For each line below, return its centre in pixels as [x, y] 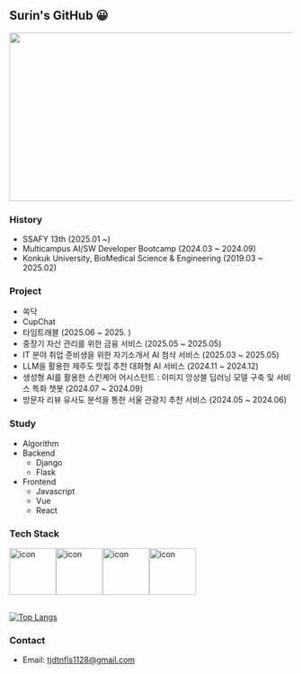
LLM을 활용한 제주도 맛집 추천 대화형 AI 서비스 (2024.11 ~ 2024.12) [140, 366]
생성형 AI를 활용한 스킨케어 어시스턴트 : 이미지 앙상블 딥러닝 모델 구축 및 [148, 377]
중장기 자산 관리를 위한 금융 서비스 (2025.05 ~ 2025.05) [122, 344]
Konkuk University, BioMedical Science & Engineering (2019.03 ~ [142, 258]
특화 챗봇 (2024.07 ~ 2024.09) [88, 389]
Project [26, 291]
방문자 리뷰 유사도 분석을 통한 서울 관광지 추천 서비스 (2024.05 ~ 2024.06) [155, 400]
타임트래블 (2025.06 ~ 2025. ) [77, 333]
